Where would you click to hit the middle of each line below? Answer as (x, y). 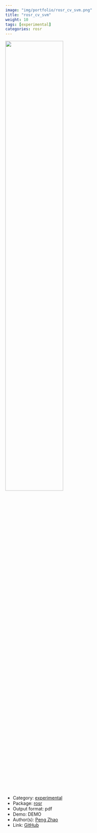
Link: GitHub (26, 825)
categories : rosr (24, 29)
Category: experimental (38, 798)
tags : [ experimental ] (28, 24)
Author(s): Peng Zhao (35, 820)
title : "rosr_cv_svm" (28, 15)
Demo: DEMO (27, 814)
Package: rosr (27, 803)
